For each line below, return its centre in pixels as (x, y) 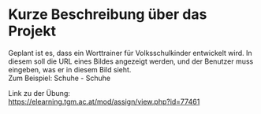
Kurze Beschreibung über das (108, 15)
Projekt (32, 31)
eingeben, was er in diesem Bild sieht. (70, 69)
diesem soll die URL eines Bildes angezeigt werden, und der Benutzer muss (131, 61)
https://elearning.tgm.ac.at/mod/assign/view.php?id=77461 (104, 101)
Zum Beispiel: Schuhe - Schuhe (60, 78)
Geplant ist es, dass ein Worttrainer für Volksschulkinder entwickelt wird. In (130, 53)
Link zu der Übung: (39, 93)
